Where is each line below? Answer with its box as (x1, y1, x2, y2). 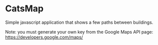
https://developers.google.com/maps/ (5, 34, 83, 40)
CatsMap (5, 3, 44, 14)
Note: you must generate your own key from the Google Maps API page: (5, 29, 154, 35)
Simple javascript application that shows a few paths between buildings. (5, 19, 154, 25)
